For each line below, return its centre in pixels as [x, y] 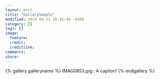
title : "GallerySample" [30, 15]
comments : [16, 52]
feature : [19, 38]
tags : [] [14, 29]
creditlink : [22, 47]
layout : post [19, 10]
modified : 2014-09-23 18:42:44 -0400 [45, 19]
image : [12, 33]
